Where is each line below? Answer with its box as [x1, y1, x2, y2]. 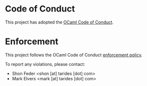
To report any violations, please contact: [5, 61, 86, 67]
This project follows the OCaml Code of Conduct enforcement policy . [5, 52, 143, 58]
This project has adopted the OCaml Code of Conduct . [5, 19, 114, 25]
